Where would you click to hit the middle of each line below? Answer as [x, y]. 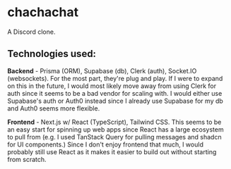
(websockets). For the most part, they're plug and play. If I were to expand [115, 78]
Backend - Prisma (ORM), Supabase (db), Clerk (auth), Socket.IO [102, 70]
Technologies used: [52, 54]
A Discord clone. [31, 32]
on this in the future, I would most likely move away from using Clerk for [112, 86]
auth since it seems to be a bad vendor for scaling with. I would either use [115, 93]
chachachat [43, 12]
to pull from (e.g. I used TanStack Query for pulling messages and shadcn [114, 137]
